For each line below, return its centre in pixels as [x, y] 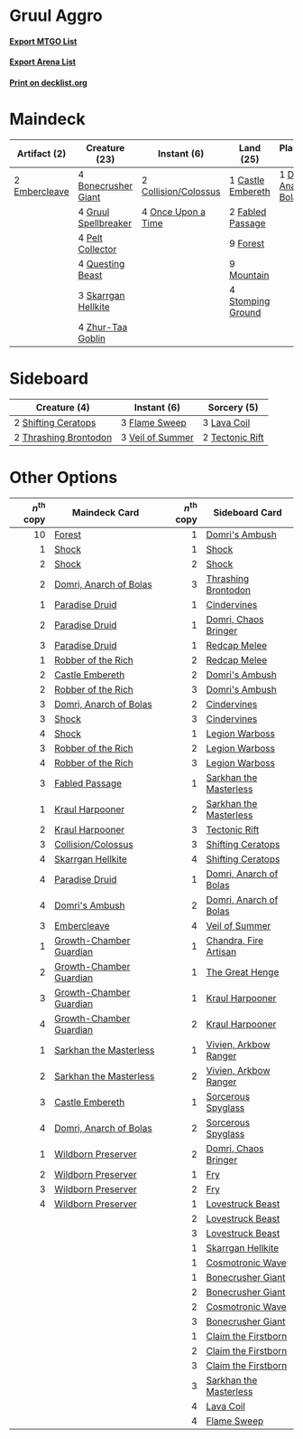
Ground [245, 312]
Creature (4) [63, 407]
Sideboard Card [248, 513]
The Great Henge [243, 972]
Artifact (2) [41, 153]
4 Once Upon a [173, 212]
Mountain [249, 275]
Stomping [250, 301]
